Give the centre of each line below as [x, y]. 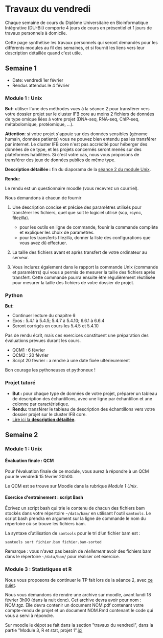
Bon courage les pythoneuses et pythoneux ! [50, 370]
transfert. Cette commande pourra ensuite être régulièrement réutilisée [84, 277]
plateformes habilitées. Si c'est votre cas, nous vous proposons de [72, 155]
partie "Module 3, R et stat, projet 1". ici [44, 630]
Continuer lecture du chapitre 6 [44, 316]
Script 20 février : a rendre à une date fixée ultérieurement [71, 361]
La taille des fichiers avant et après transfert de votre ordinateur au [80, 252]
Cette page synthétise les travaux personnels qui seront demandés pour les [81, 42]
